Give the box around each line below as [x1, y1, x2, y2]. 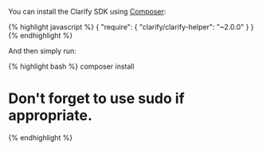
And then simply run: [8, 46, 77, 55]
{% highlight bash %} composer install [8, 61, 135, 71]
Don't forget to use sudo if [8, 89, 185, 108]
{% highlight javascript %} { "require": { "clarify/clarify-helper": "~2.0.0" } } [8, 22, 255, 31]
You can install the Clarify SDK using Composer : [8, 7, 166, 16]
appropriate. [8, 107, 93, 124]
